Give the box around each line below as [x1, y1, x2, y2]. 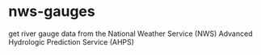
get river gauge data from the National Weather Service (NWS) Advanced [8, 29, 253, 38]
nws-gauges [8, 2, 95, 21]
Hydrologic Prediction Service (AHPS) [8, 37, 135, 46]
